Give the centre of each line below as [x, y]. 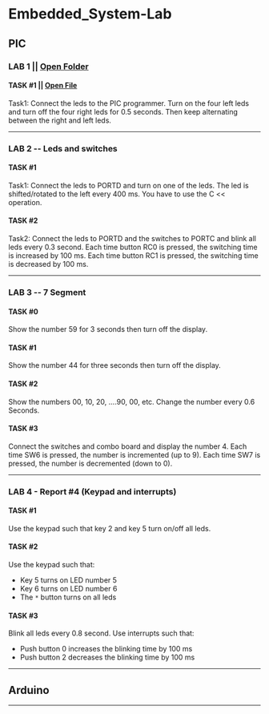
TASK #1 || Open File [43, 86]
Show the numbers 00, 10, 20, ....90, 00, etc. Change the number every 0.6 [132, 401]
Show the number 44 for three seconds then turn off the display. [115, 365]
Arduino [29, 690]
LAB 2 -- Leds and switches [63, 148]
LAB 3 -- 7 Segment [47, 292]
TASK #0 [23, 311]
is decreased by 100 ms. [48, 264]
